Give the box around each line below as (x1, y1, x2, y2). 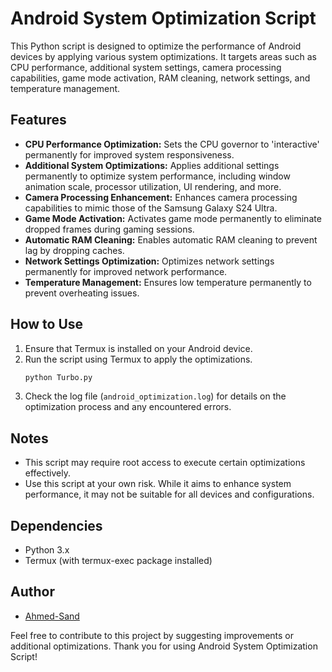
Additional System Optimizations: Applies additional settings (24, 159, 280, 171)
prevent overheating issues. (24, 287, 140, 299)
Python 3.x (24, 544, 70, 556)
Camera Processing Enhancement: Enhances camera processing (24, 191, 298, 203)
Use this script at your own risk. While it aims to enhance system (24, 478, 292, 490)
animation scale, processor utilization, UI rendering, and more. (24, 180, 282, 192)
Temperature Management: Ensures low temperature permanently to (24, 276, 312, 288)
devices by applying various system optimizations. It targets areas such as (10, 50, 317, 62)
